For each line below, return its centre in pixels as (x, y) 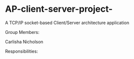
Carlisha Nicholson (24, 42)
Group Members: (22, 32)
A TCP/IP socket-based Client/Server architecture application (67, 23)
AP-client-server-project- (59, 9)
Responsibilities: (22, 51)
